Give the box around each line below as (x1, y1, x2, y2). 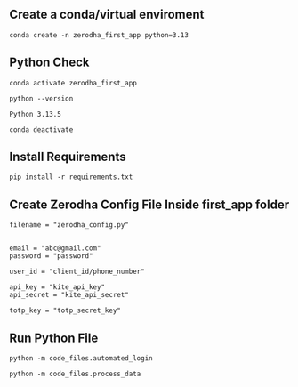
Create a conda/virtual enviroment (9, 7, 205, 22)
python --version (9, 93, 74, 103)
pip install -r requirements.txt (9, 173, 133, 181)
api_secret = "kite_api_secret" (9, 291, 129, 300)
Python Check (9, 55, 91, 70)
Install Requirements (9, 149, 126, 165)
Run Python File (9, 330, 99, 345)
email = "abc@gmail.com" (9, 244, 101, 253)
